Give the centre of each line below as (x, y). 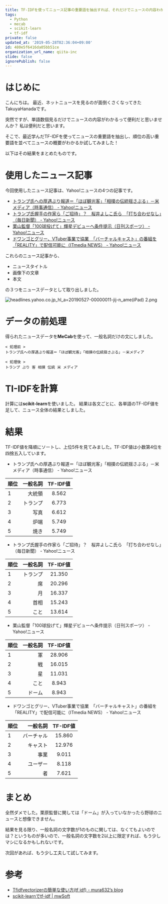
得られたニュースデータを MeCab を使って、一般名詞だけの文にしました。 (80, 337)
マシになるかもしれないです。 (36, 842)
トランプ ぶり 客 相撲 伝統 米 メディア (42, 367)
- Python (19, 19)
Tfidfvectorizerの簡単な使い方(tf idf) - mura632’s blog (68, 889)
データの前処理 (36, 322)
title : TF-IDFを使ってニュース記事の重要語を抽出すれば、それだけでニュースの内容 (81, 10)
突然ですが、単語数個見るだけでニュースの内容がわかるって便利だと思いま (81, 120)
